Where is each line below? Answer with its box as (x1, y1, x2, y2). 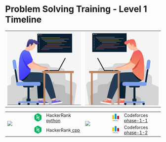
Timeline (5, 14, 42, 25)
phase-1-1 (124, 117, 148, 123)
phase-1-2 (124, 130, 148, 136)
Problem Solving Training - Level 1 (5, 3, 147, 15)
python (46, 117, 61, 123)
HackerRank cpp (46, 127, 80, 133)
